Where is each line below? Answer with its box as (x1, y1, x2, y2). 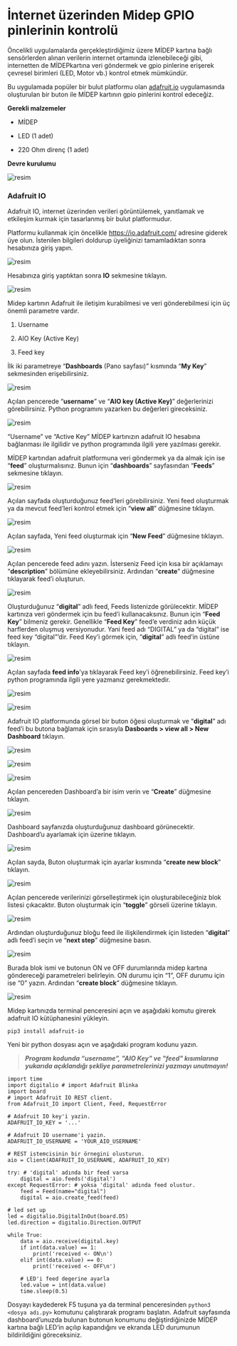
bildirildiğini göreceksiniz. (7, 1331, 83, 1340)
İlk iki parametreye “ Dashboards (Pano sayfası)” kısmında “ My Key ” (7, 362, 207, 370)
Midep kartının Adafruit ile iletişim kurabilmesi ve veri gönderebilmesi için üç (7, 299, 231, 308)
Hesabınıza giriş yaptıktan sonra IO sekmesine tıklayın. (7, 271, 167, 280)
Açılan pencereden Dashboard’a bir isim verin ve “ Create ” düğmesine (7, 787, 211, 796)
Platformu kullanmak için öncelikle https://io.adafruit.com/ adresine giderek (7, 228, 228, 237)
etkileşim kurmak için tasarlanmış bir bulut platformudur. (7, 215, 172, 223)
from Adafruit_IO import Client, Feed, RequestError (7, 1100, 167, 1108)
